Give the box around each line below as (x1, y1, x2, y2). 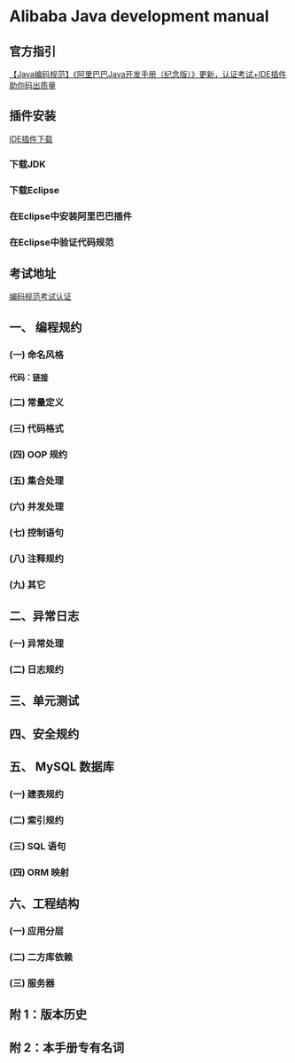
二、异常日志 (9, 608, 80, 623)
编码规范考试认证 (9, 291, 72, 302)
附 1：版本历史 (9, 1007, 88, 1022)
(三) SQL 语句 (9, 840, 66, 852)
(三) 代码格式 (9, 423, 65, 435)
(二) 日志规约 (9, 663, 65, 676)
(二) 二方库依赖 (9, 950, 74, 963)
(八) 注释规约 (9, 552, 65, 565)
